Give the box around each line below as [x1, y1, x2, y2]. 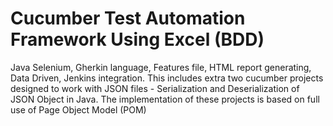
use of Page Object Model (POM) [10, 103, 147, 116]
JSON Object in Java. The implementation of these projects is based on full [10, 93, 320, 105]
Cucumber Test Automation [10, 7, 246, 30]
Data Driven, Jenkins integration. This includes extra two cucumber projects [10, 72, 324, 84]
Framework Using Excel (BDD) [10, 28, 265, 51]
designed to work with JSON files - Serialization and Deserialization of [10, 82, 300, 94]
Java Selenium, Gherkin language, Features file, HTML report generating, [10, 61, 312, 73]
